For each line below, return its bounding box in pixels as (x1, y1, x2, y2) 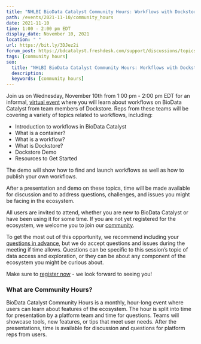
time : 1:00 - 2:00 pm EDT (6, 25, 71, 32)
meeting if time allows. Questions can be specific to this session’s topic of (6, 246, 188, 253)
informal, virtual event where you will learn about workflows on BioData (6, 98, 182, 106)
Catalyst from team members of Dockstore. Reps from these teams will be (6, 105, 189, 112)
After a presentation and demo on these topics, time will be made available (6, 184, 190, 192)
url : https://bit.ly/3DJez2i (6, 43, 79, 49)
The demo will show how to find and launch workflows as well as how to (6, 166, 184, 174)
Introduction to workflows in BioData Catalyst (14, 123, 127, 130)
